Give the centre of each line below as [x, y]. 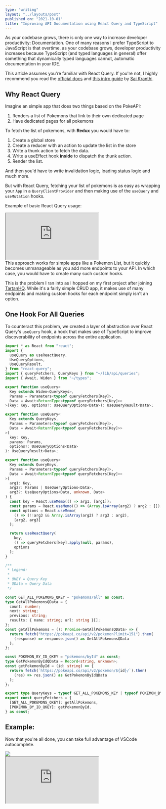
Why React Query [33, 94]
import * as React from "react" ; [40, 346]
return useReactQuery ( [33, 533]
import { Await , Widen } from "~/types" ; [48, 378]
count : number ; [25, 607]
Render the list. [28, 161]
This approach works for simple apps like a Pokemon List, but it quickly [78, 263]
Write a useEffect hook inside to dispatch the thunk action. [72, 156]
